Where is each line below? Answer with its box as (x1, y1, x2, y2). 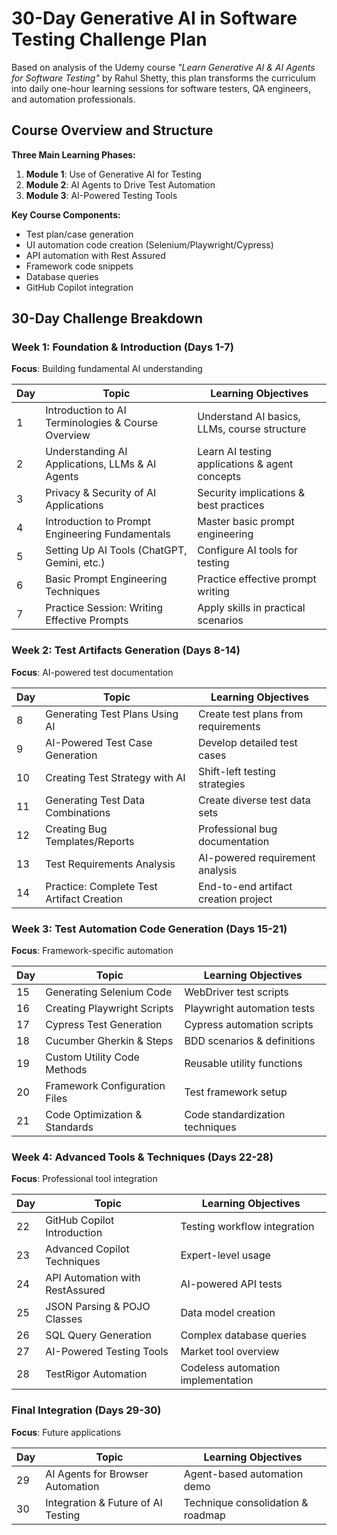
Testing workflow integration (180, 1220, 315, 1234)
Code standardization (184, 1108, 286, 1122)
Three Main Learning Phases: (11, 148, 136, 161)
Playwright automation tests (184, 1002, 316, 1016)
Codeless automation (180, 1361, 281, 1375)
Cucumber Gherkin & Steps (45, 1034, 174, 1048)
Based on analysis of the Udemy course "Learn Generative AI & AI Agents (11, 61, 316, 73)
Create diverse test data (198, 793, 311, 807)
